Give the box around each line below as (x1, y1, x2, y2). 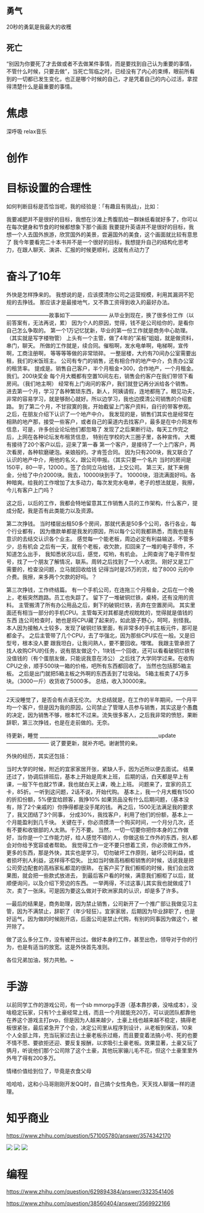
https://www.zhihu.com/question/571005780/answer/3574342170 (6, 1131, 171, 1139)
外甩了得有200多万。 (6, 1054, 59, 1061)
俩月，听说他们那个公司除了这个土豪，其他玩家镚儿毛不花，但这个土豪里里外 (6, 1046, 198, 1054)
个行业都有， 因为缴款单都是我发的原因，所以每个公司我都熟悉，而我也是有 (6, 527, 194, 534)
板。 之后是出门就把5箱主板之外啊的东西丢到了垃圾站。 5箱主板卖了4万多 (6, 669, 189, 677)
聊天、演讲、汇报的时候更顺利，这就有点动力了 (32, 246, 150, 253)
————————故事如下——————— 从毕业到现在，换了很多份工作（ (6, 311, 189, 318)
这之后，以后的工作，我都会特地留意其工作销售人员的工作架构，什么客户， (6, 499, 192, 506)
